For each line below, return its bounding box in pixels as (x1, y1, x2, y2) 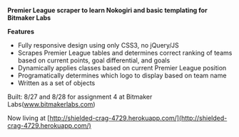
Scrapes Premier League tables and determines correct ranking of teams (17, 49, 233, 57)
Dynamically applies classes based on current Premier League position (17, 64, 227, 72)
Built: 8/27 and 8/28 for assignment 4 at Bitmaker (7, 92, 153, 101)
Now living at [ (7, 114, 50, 122)
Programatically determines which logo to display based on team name (17, 71, 227, 80)
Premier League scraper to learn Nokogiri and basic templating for (7, 6, 208, 14)
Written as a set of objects (17, 79, 96, 87)
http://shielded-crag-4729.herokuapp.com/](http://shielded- (49, 114, 228, 122)
